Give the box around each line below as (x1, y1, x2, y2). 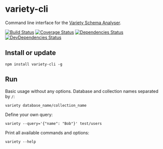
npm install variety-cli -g (5, 61, 63, 67)
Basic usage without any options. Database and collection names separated (5, 88, 159, 94)
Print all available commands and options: (5, 129, 89, 136)
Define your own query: (5, 112, 53, 118)
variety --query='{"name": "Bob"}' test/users (5, 121, 102, 126)
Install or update (5, 49, 56, 57)
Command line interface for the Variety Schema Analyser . (5, 20, 121, 26)
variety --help (5, 139, 36, 144)
